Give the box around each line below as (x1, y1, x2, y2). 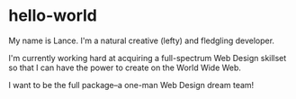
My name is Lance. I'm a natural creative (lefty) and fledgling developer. (8, 35, 275, 46)
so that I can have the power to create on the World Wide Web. (8, 62, 242, 73)
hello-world (8, 5, 98, 26)
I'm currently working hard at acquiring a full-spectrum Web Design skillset (8, 52, 287, 63)
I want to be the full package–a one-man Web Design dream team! (8, 79, 255, 90)
